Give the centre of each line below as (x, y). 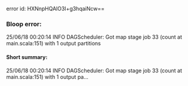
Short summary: (27, 57)
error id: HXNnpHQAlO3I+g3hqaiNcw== (56, 9)
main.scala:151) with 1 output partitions (54, 44)
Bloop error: (24, 24)
